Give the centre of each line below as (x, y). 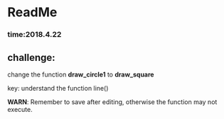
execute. (20, 109)
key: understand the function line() (58, 88)
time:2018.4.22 (34, 35)
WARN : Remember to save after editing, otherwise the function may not (112, 102)
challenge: (31, 57)
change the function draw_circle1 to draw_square (81, 74)
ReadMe (32, 12)
